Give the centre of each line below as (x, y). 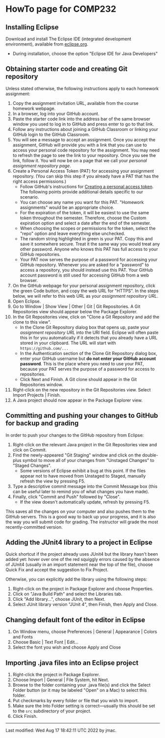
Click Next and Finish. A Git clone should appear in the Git (78, 379)
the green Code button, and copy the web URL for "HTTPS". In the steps (85, 291)
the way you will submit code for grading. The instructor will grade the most (82, 522)
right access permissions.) (39, 181)
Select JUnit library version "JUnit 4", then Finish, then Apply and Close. (85, 605)
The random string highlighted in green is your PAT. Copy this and (86, 238)
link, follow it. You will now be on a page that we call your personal (80, 160)
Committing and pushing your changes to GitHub (82, 416)
